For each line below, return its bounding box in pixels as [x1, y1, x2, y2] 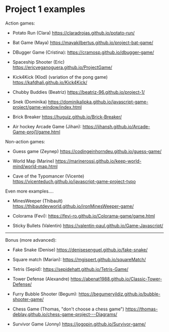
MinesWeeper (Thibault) [12, 198, 63, 204]
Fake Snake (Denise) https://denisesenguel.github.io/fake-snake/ [12, 247, 148, 253]
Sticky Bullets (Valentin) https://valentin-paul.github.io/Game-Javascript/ [12, 222, 163, 229]
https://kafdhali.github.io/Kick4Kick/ [12, 79, 88, 85]
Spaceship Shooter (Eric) [12, 59, 65, 65]
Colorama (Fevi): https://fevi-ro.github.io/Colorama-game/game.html [12, 213, 155, 219]
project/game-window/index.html [12, 104, 82, 110]
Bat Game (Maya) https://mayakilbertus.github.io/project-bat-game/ [12, 39, 153, 46]
